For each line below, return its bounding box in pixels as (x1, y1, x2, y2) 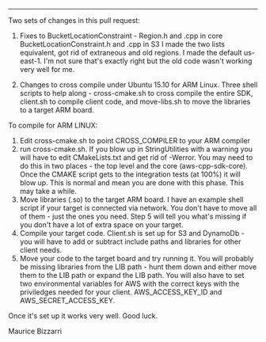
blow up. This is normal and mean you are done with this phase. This (19, 178, 244, 187)
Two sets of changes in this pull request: (8, 16, 140, 25)
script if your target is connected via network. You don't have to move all (19, 203, 257, 212)
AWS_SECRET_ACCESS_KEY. (19, 296, 116, 305)
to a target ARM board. (19, 105, 95, 115)
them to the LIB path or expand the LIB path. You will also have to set (19, 271, 245, 279)
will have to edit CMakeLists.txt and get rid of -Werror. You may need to (19, 153, 253, 162)
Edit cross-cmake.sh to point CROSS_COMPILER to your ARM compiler (19, 136, 251, 145)
